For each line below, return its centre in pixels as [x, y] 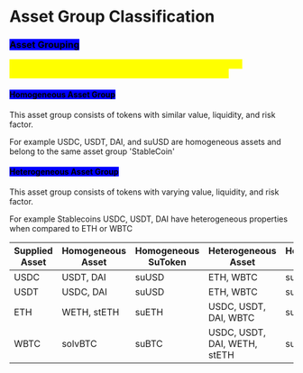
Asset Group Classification [112, 17]
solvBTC [79, 343]
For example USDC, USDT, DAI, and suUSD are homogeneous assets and [145, 141]
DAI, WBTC [232, 317]
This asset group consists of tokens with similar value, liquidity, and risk [142, 114]
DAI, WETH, [233, 343]
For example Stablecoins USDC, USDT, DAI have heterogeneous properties [149, 219]
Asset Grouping [44, 45]
